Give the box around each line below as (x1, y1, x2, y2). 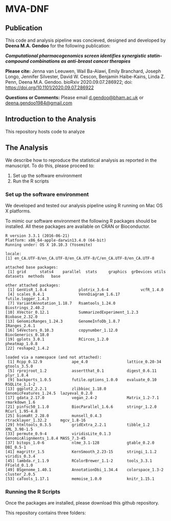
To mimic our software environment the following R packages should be (5, 218, 157, 224)
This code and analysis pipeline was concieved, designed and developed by (5, 37, 166, 43)
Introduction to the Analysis (5, 115, 96, 123)
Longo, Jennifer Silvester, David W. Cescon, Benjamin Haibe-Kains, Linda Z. (5, 74, 165, 80)
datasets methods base (5, 274, 60, 279)
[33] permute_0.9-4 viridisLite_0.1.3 (5, 431, 111, 436)
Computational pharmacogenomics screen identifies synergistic (5, 52, 147, 59)
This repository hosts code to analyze (5, 128, 85, 134)
